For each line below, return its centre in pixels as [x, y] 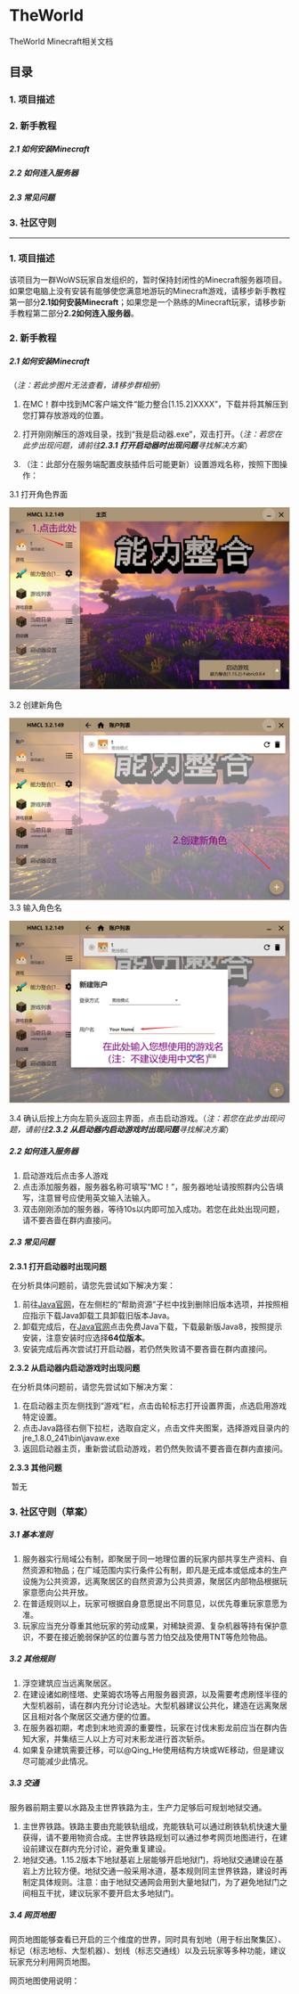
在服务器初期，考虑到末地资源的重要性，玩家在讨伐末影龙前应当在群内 [151, 1727]
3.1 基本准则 [31, 1535]
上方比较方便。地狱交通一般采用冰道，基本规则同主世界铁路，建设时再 [158, 1871]
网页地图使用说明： [44, 1981]
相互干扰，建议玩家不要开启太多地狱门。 [104, 1893]
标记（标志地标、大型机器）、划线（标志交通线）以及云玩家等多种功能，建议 [148, 1950]
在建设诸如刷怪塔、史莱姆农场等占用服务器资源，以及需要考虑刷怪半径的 [154, 1694]
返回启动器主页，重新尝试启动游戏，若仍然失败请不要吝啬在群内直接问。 [154, 1448]
